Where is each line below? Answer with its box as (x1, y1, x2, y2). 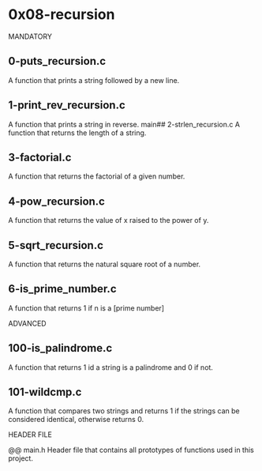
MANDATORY (8, 32, 53, 41)
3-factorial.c (8, 150, 72, 164)
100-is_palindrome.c (8, 341, 113, 355)
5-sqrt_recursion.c (8, 239, 104, 252)
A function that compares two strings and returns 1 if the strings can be (8, 406, 240, 416)
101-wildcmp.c (8, 386, 82, 399)
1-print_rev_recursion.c (8, 99, 126, 112)
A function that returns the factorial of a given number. (8, 171, 185, 181)
